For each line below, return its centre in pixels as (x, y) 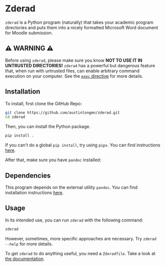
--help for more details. (29, 244)
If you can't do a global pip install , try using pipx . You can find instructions (83, 145)
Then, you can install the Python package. (48, 127)
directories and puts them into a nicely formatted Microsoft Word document (82, 27)
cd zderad (15, 117)
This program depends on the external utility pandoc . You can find (71, 187)
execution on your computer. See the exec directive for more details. (74, 76)
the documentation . (25, 259)
